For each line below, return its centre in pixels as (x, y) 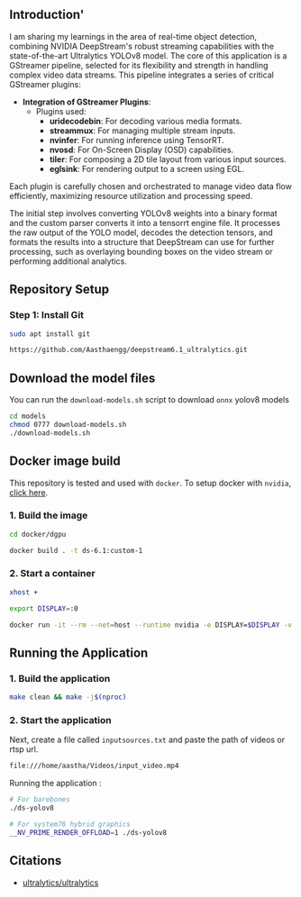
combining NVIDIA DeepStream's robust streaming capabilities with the (142, 46)
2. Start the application (61, 720)
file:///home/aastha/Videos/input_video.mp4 (94, 766)
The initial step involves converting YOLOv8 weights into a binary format (143, 213)
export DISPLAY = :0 (44, 608)
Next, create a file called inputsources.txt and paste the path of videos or (147, 740)
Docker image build (65, 462)
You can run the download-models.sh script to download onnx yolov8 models (150, 400)
